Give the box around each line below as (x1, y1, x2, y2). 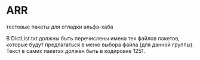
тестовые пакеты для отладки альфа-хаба (6, 23, 113, 30)
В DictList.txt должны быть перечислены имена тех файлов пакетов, (6, 34, 180, 42)
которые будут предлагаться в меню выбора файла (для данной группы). (6, 41, 194, 48)
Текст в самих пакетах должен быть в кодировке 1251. (6, 47, 146, 54)
